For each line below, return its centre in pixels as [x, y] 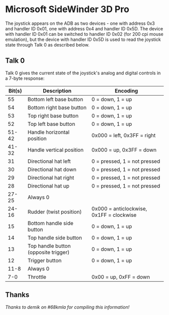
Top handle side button [55, 238]
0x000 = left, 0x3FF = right [123, 135]
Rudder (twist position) [55, 212]
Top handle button [49, 246]
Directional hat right [51, 177]
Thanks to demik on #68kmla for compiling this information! [67, 307]
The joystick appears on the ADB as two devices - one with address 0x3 [80, 23]
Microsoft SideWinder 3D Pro [67, 9]
